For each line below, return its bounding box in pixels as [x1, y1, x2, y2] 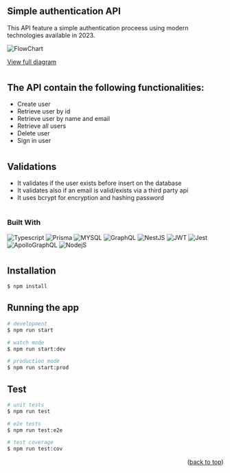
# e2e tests [7, 420, 41, 427]
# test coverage [7, 439, 54, 446]
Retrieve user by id [16, 107, 71, 115]
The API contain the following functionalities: [7, 82, 205, 93]
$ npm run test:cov [7, 445, 63, 452]
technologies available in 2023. [7, 31, 95, 39]
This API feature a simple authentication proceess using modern [7, 23, 189, 32]
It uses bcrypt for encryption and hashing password [16, 194, 164, 202]
